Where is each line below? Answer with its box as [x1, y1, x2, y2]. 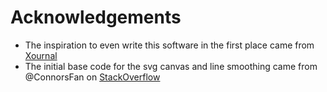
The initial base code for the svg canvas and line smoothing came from [24, 60, 318, 72]
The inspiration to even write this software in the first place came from [24, 39, 315, 51]
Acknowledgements [10, 6, 182, 29]
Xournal [24, 49, 58, 61]
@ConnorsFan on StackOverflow [24, 71, 161, 83]
